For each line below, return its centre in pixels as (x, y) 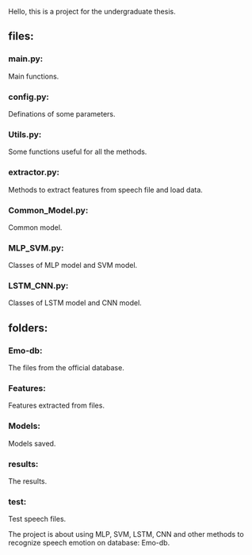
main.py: (26, 59)
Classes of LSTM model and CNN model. (75, 303)
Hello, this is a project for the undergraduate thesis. (92, 11)
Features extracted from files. (57, 406)
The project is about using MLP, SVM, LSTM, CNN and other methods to (126, 534)
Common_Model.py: (48, 210)
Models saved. (32, 443)
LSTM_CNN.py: (38, 286)
